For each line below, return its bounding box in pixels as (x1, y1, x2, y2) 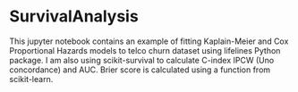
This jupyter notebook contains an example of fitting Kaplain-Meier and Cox (9, 36, 289, 46)
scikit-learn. (9, 73, 54, 84)
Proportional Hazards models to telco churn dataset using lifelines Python (9, 45, 281, 55)
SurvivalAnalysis (9, 6, 139, 27)
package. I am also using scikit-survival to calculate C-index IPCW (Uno (9, 54, 275, 65)
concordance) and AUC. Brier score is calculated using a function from (9, 64, 271, 75)
